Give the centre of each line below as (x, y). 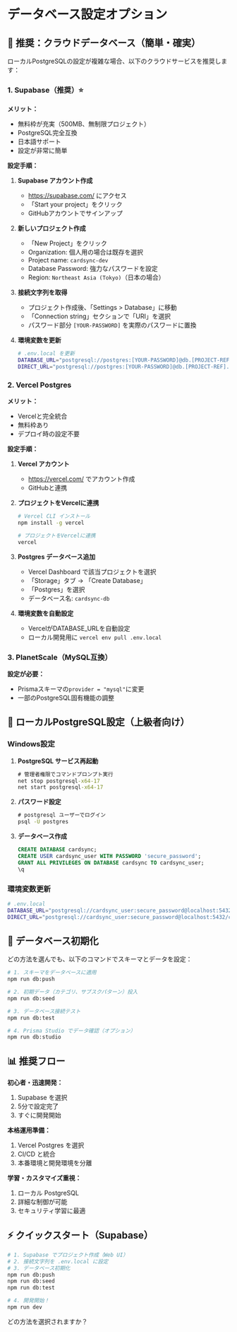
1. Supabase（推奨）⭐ (45, 90)
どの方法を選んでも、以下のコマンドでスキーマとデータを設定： (100, 959)
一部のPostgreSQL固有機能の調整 (66, 698)
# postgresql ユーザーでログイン (61, 815)
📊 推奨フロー (36, 1061)
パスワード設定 (39, 802)
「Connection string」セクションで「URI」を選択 (99, 316)
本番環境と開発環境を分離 (55, 1163)
